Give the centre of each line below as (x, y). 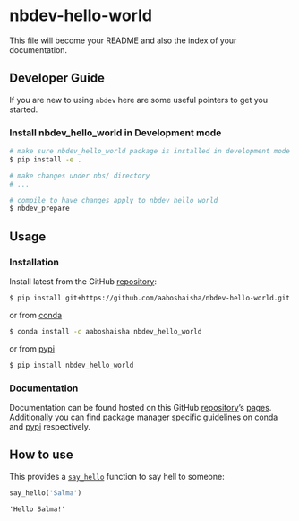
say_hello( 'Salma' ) (46, 493)
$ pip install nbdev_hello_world (72, 365)
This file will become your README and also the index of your (123, 40)
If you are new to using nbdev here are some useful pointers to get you (139, 100)
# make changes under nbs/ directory (80, 176)
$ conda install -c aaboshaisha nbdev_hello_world (106, 331)
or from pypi (32, 348)
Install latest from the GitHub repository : (83, 281)
